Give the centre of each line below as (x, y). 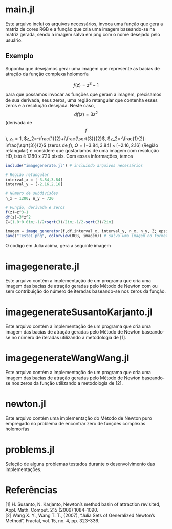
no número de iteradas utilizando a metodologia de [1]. (69, 338)
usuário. (14, 40)
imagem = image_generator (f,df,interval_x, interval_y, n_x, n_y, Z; (81, 231)
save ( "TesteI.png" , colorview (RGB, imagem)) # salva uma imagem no (79, 236)
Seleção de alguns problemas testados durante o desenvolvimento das (80, 464)
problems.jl (30, 450)
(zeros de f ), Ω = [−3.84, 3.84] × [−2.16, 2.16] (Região (103, 145)
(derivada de (19, 123)
